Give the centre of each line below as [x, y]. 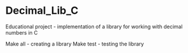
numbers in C [22, 32]
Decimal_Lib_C [42, 11]
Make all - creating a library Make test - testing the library [75, 44]
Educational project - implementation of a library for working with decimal [94, 26]
